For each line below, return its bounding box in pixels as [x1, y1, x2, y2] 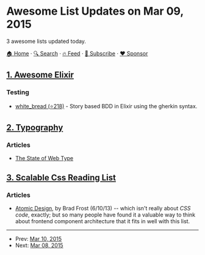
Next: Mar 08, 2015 [15, 242, 63, 249]
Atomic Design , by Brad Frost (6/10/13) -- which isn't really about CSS [15, 205, 191, 212]
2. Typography [6, 122, 63, 133]
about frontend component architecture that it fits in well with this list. [15, 218, 190, 224]
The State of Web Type [15, 155, 74, 162]
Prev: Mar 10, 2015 [15, 235, 62, 242]
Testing [6, 88, 29, 97]
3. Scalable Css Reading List [6, 172, 116, 183]
